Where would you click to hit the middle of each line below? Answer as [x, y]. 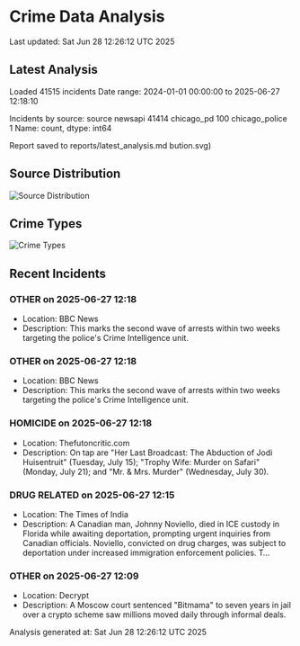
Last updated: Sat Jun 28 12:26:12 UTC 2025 [92, 41]
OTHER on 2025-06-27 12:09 [74, 576]
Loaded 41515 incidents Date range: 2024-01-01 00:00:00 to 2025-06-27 [145, 91]
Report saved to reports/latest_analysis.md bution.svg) [110, 145]
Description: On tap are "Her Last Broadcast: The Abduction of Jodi [147, 453]
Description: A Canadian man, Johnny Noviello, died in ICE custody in [151, 524]
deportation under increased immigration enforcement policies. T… [146, 552]
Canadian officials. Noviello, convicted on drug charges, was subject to [154, 543]
